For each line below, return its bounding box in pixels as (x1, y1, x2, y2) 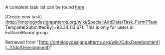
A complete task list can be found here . (5, 4, 86, 10)
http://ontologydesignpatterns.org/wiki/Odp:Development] (40, 39, 161, 45)
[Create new (5, 14, 31, 19)
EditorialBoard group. (5, 30, 49, 35)
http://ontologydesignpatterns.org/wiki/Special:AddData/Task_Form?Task (6, 19, 158, 25)
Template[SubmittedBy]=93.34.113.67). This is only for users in (5, 24, 134, 30)
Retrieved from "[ (5, 39, 41, 45)
